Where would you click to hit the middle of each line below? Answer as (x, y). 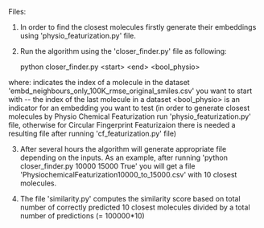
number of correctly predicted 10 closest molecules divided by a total (135, 207)
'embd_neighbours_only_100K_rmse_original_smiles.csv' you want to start (130, 91)
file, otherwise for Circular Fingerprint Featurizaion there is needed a (122, 125)
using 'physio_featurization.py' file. (78, 36)
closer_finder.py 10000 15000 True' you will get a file (107, 166)
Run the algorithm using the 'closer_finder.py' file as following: (123, 51)
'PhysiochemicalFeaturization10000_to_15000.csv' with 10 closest (128, 175)
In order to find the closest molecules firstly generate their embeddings (138, 27)
